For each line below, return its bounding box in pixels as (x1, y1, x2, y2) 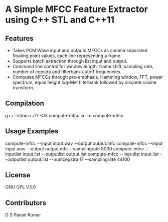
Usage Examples (5, 127, 59, 136)
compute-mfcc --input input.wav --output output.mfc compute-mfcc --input (5, 140, 163, 146)
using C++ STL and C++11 (5, 14, 114, 26)
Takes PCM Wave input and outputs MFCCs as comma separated (12, 48, 148, 53)
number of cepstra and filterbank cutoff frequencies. (12, 69, 122, 75)
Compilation (5, 99, 44, 108)
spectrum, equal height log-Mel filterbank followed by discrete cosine (12, 79, 157, 85)
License (5, 171, 31, 179)
